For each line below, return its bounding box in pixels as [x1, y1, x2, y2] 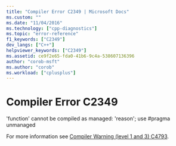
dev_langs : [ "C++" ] [6, 42, 55, 48]
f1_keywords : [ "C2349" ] [6, 36, 66, 42]
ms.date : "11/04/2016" [6, 20, 63, 26]
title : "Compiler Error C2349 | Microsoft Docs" [6, 8, 129, 15]
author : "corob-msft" [6, 58, 60, 64]
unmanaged [6, 122, 36, 129]
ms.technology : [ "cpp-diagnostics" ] [6, 25, 97, 32]
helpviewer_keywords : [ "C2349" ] [6, 48, 87, 54]
